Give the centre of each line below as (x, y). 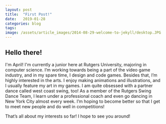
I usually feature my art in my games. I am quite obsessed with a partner (79, 85)
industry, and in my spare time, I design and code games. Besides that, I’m (81, 75)
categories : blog (23, 23)
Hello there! (24, 53)
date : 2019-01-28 (25, 19)
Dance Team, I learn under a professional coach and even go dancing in (79, 96)
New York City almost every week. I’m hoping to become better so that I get (83, 101)
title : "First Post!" (29, 14)
